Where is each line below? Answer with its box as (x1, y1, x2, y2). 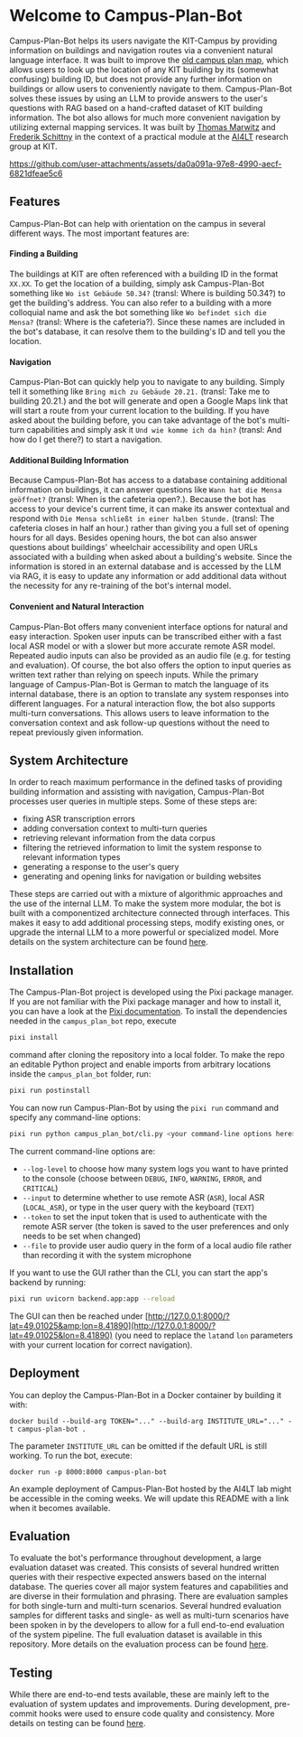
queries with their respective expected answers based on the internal (9, 1572, 267, 1583)
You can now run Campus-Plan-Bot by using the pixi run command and (9, 1102, 280, 1113)
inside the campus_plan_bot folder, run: (9, 1069, 151, 1079)
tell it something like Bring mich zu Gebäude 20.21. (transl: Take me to (9, 386, 271, 397)
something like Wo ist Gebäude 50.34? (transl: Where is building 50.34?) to (9, 287, 286, 298)
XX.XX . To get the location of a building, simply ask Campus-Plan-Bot (9, 277, 265, 289)
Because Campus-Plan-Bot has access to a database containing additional (9, 475, 288, 486)
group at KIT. (9, 141, 58, 152)
